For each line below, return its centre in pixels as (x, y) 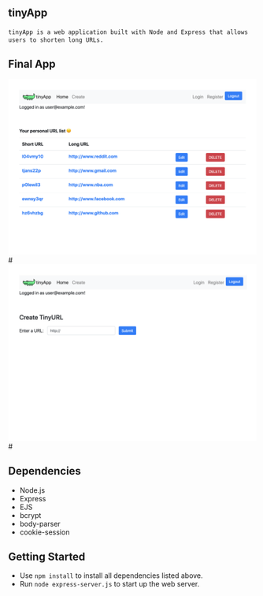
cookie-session (44, 532)
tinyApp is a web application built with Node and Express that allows (128, 32)
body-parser (40, 523)
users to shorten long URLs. (56, 40)
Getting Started (47, 556)
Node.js (32, 490)
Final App (32, 64)
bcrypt (30, 515)
